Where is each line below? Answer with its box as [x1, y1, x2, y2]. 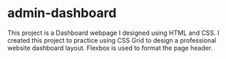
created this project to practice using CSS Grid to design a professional [7, 36, 217, 44]
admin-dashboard [7, 5, 117, 21]
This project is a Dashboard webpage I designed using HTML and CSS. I [7, 28, 220, 37]
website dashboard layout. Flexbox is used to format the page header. [7, 43, 213, 52]
